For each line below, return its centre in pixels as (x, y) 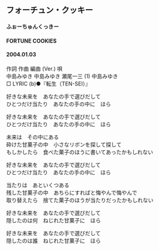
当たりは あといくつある (38, 185)
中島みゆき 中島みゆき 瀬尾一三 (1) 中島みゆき (62, 76)
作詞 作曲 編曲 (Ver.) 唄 (34, 69)
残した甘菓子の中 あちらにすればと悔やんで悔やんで (72, 192)
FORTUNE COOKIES (31, 41)
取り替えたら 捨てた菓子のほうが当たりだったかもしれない (80, 200)
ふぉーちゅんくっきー (32, 26)
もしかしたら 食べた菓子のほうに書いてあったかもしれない (80, 152)
